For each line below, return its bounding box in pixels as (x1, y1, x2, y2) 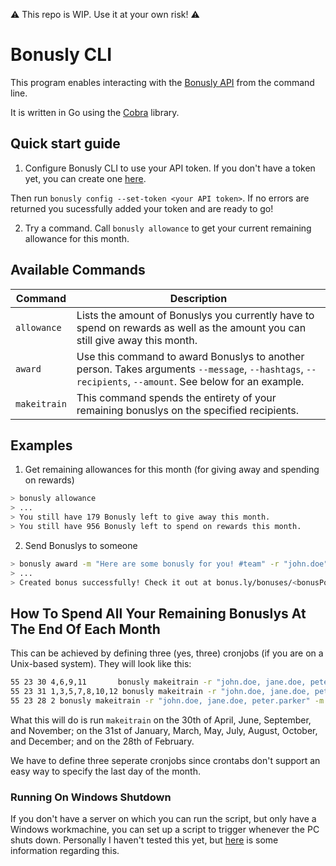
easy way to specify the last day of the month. (10, 765, 201, 777)
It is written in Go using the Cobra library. (10, 106, 180, 118)
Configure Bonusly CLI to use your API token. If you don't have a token (24, 162, 316, 174)
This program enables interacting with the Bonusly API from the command (10, 76, 315, 88)
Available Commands (10, 262, 146, 279)
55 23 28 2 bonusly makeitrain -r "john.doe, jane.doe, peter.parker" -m (10, 696, 325, 706)
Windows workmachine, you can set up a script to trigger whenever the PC (10, 824, 320, 836)
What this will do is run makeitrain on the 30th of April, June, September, (10, 714, 312, 726)
